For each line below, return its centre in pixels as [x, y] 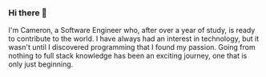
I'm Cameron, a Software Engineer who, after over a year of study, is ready [132, 30]
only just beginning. [41, 64]
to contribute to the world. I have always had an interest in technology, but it [134, 38]
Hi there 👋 [28, 13]
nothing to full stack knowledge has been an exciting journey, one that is [128, 56]
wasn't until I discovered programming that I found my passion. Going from [132, 47]
